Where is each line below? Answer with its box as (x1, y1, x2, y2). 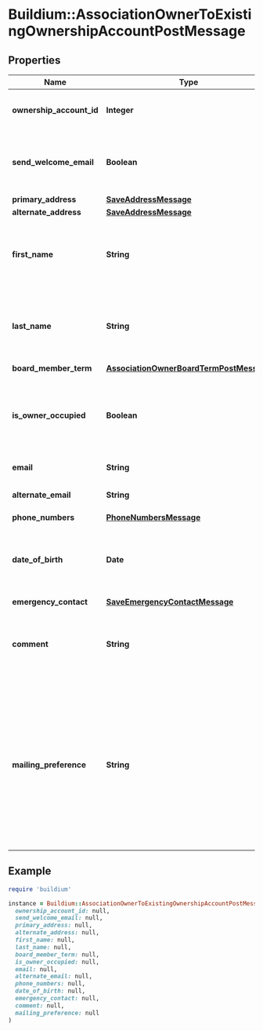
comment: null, (15, 1001, 65, 1010)
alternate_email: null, (15, 972, 92, 981)
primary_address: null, (15, 921, 92, 930)
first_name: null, (15, 936, 76, 944)
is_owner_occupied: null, (15, 958, 100, 966)
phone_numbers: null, (15, 980, 86, 988)
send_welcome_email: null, (15, 914, 103, 922)
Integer (106, 104, 135, 115)
